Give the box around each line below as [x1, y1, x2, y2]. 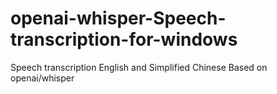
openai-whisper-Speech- [10, 7, 227, 30]
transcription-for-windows [10, 28, 238, 51]
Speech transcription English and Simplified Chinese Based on [10, 61, 268, 73]
